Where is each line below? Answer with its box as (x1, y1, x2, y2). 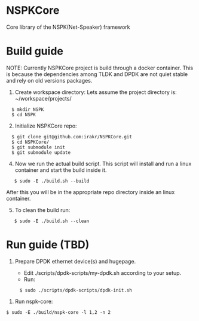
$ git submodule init (11, 144, 66, 150)
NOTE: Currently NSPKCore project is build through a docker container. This (6, 64, 194, 71)
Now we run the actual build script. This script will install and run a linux (14, 160, 192, 167)
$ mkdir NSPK (11, 106, 44, 113)
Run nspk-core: (14, 298, 53, 305)
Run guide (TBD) (6, 238, 90, 252)
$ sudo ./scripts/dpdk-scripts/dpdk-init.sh (19, 287, 133, 293)
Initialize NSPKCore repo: (14, 122, 77, 129)
